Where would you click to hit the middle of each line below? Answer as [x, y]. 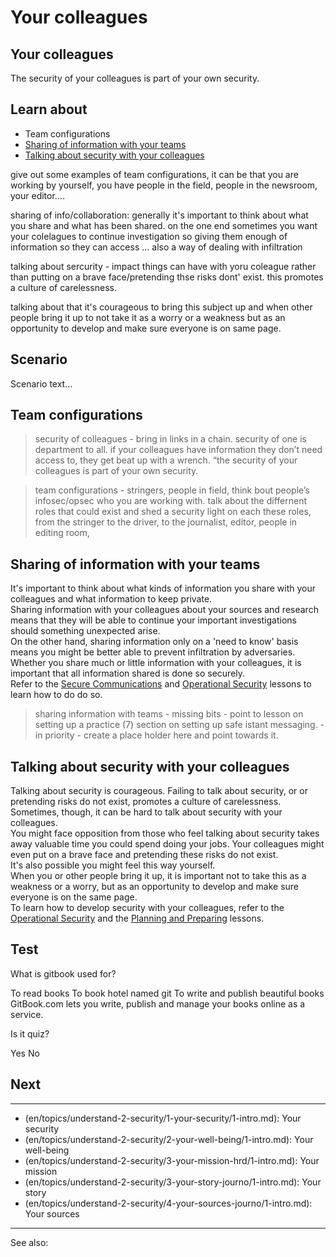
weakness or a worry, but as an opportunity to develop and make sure [155, 887]
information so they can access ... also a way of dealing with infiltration [156, 247]
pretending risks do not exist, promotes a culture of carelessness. [146, 802]
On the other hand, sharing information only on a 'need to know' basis [154, 642]
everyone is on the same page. [74, 897]
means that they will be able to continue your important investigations [153, 620]
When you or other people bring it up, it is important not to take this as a [158, 876]
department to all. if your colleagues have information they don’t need [178, 450]
